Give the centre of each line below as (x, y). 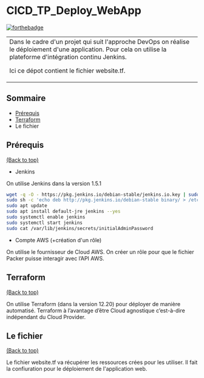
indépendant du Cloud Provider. (46, 317)
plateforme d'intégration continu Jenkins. (68, 57)
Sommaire (26, 98)
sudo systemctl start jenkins (45, 223)
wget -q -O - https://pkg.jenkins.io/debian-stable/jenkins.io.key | (96, 194)
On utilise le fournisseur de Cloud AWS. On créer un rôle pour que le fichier (100, 252)
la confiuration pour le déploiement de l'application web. (77, 369)
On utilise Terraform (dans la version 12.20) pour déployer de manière (93, 304)
